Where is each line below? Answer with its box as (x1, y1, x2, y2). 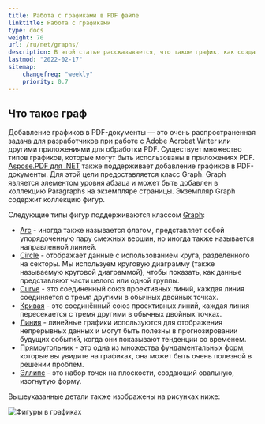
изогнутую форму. (19, 377, 82, 386)
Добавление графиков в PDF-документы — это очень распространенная (8, 128, 256, 137)
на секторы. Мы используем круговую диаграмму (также (19, 259, 215, 268)
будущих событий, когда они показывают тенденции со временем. (19, 335, 247, 344)
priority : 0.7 (22, 77, 69, 85)
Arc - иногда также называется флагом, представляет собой (19, 226, 225, 235)
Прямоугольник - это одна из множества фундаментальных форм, (19, 343, 246, 352)
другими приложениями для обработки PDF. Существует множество (8, 144, 242, 154)
